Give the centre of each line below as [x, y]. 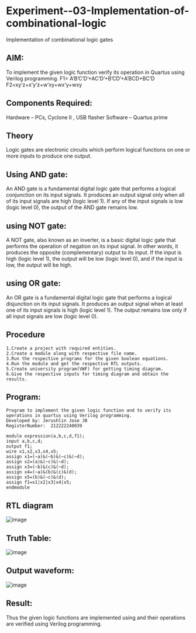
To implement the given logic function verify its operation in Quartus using [95, 72]
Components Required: [49, 103]
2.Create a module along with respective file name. [72, 353]
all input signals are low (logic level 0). [52, 316]
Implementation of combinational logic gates [60, 39]
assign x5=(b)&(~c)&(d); [36, 477]
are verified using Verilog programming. [54, 624]
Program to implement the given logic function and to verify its [89, 410]
